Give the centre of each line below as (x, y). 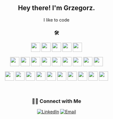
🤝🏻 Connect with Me (56, 101)
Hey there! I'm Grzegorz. (56, 8)
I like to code (56, 20)
